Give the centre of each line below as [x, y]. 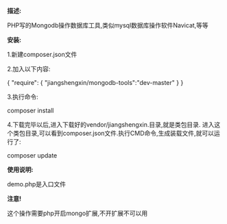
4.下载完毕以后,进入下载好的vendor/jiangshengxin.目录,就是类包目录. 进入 [111, 125]
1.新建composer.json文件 [42, 54]
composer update [32, 155]
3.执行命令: [23, 97]
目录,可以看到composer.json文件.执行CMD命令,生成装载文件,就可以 [120, 133]
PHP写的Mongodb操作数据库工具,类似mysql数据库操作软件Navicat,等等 [108, 25]
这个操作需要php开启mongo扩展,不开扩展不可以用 [77, 213]
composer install [31, 110]
